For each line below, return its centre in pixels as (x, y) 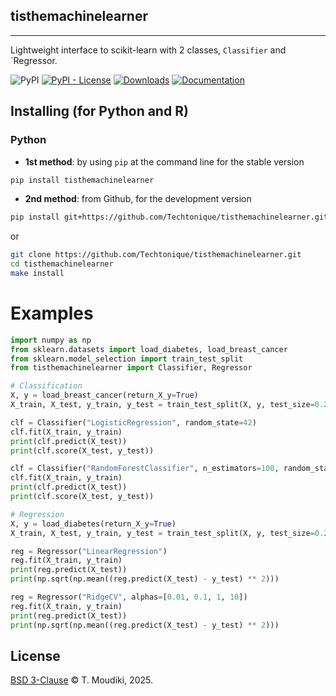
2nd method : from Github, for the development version (138, 199)
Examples (52, 313)
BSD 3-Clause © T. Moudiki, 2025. (81, 680)
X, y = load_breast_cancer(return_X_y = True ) (104, 395)
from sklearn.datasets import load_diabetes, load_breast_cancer (149, 349)
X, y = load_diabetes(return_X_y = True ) (93, 524)
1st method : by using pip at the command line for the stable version (164, 161)
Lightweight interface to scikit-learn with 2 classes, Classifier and (148, 50)
